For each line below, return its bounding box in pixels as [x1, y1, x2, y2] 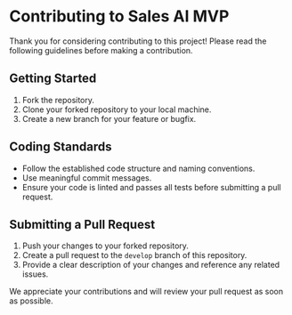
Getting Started [9, 71, 97, 86]
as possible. [9, 295, 53, 306]
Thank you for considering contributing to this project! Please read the [9, 36, 267, 46]
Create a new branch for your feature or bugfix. [21, 113, 197, 124]
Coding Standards [9, 140, 112, 155]
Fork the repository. [21, 94, 95, 105]
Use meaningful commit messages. [21, 172, 152, 183]
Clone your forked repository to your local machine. [21, 104, 212, 115]
